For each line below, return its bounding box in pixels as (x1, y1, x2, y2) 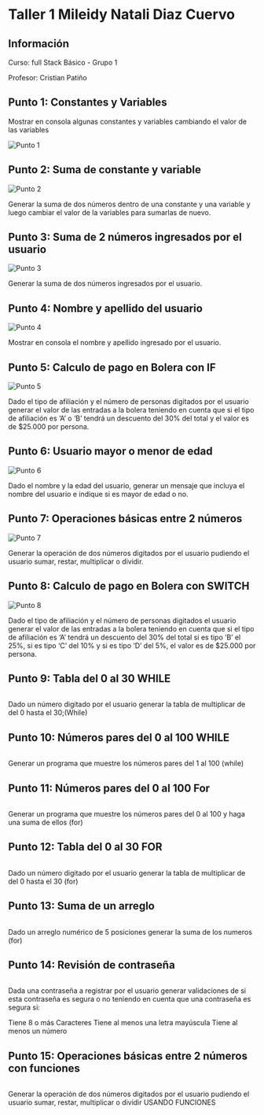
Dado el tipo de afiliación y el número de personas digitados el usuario (8, 616, 236, 625)
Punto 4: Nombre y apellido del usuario (8, 302, 203, 315)
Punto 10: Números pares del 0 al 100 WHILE (8, 731, 230, 744)
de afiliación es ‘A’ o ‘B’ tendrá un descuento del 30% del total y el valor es (8, 413, 250, 423)
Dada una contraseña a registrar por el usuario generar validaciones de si (8, 986, 246, 995)
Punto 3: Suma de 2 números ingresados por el (8, 231, 242, 244)
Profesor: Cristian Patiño (8, 73, 88, 82)
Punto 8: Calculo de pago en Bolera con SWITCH (8, 580, 250, 593)
